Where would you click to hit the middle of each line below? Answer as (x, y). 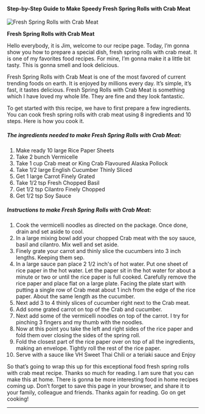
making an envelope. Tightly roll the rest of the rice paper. (88, 348)
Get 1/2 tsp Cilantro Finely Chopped (60, 190)
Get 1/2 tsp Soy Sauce (43, 196)
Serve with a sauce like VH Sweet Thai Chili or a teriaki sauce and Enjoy (106, 355)
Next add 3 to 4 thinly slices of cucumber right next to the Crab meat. (103, 303)
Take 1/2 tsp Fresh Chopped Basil (57, 183)
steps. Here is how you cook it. (46, 121)
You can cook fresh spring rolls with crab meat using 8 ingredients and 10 (99, 115)
